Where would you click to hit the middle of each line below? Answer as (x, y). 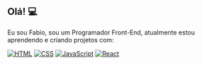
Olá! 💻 (22, 12)
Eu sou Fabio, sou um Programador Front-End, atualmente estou (101, 32)
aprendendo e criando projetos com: (61, 40)
